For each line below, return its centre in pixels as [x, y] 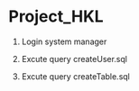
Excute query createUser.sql [74, 59]
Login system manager [64, 41]
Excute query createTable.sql [75, 76]
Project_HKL [56, 17]
